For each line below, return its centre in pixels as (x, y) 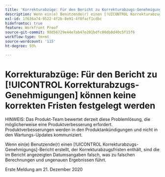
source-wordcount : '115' (30, 42)
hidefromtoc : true (24, 23)
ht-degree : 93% (21, 46)
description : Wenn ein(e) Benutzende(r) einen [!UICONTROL (67, 14)
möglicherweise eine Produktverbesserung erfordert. (59, 124)
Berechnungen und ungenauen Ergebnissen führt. (56, 160)
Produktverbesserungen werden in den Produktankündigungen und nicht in (82, 130)
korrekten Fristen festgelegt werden (80, 105)
